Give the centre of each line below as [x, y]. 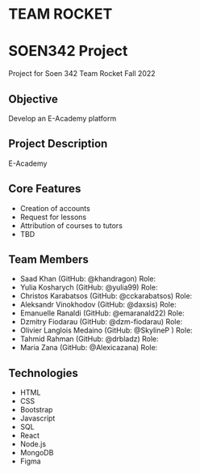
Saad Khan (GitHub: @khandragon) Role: [87, 279]
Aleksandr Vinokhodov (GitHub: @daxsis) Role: [98, 305]
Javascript [37, 418]
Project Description [58, 144]
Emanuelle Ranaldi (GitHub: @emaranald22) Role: [102, 313]
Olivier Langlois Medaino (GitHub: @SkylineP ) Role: [106, 330]
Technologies [44, 373]
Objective [33, 99]
